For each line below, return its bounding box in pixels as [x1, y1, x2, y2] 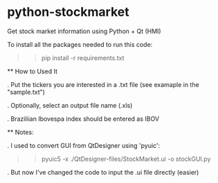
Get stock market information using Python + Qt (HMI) [7, 27, 161, 35]
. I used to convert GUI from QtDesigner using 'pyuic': [7, 141, 161, 149]
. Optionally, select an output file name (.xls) [7, 101, 133, 109]
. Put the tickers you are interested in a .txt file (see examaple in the [7, 80, 199, 88]
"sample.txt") [7, 88, 45, 96]
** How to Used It [7, 67, 57, 75]
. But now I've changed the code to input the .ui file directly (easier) [7, 168, 199, 176]
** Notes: [7, 128, 34, 136]
